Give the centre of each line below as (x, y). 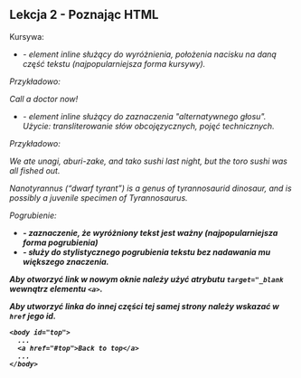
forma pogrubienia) (60, 242)
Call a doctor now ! (44, 99)
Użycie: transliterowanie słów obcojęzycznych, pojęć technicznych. (148, 126)
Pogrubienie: (33, 215)
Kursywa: (27, 36)
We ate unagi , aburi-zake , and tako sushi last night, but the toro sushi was (148, 161)
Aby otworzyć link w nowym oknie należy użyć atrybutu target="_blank (146, 279)
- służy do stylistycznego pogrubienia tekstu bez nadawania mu (146, 251)
